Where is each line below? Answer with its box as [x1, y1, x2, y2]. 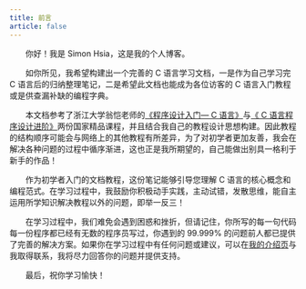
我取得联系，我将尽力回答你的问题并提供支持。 [9, 250, 185, 261]
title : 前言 [9, 13, 52, 23]
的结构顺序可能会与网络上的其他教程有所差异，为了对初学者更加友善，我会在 [9, 132, 297, 143]
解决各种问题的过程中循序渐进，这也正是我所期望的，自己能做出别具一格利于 [9, 143, 297, 154]
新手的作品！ [9, 154, 57, 165]
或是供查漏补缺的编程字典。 [9, 90, 114, 101]
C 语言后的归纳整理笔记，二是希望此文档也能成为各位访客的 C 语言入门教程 [9, 78, 291, 89]
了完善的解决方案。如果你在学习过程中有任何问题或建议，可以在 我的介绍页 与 [9, 238, 297, 250]
